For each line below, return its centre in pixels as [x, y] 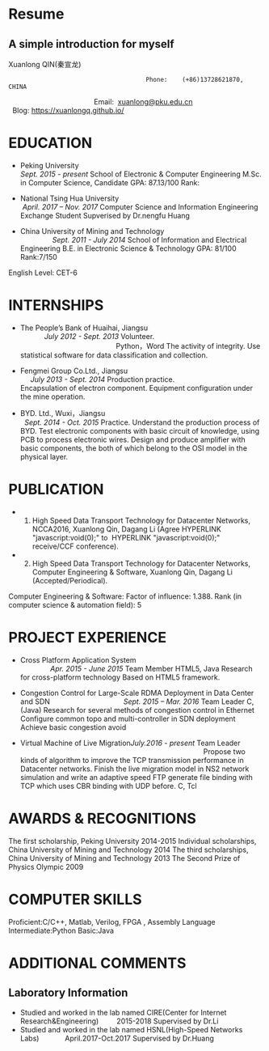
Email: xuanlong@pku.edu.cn [143, 102]
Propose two [225, 751]
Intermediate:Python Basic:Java [61, 930]
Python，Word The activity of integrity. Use [188, 345]
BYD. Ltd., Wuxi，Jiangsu [63, 413]
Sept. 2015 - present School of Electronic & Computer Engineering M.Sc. [141, 174]
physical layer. [44, 456]
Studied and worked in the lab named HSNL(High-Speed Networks [131, 1029]
